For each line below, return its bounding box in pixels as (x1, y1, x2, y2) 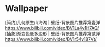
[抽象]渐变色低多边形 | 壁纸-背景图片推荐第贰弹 (5, 31, 101, 36)
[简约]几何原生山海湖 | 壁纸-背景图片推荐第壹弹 (5, 19, 101, 25)
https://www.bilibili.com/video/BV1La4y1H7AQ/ (5, 25, 99, 31)
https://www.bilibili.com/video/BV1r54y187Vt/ (5, 36, 97, 42)
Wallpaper (5, 3, 48, 14)
